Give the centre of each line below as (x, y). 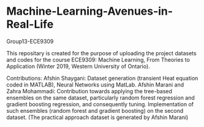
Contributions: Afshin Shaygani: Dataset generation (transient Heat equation (102, 78)
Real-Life (30, 24)
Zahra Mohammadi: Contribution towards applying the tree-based (89, 91)
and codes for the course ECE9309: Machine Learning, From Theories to (98, 60)
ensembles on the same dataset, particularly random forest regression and (100, 98)
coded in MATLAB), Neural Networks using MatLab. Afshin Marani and (95, 85)
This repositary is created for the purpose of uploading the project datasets (102, 53)
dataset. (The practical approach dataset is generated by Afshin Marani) (97, 117)
